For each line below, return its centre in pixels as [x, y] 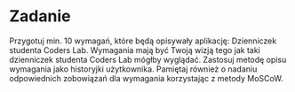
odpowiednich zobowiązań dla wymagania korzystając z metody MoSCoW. [146, 78]
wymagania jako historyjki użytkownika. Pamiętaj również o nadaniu [133, 69]
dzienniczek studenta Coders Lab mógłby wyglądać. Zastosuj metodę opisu [148, 59]
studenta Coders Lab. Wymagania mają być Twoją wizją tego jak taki [135, 50]
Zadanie [40, 16]
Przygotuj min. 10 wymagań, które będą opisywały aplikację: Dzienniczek [143, 41]
